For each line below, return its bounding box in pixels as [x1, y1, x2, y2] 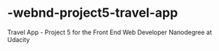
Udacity [7, 35, 30, 43]
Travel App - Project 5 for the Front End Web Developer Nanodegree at [7, 28, 213, 36]
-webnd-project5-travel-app [7, 5, 178, 21]
